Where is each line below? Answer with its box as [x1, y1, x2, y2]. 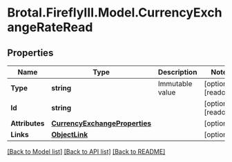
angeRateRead [7, 19, 93, 35]
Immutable [157, 79, 193, 88]
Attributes [10, 119, 45, 128]
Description [157, 68, 197, 77]
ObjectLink [51, 130, 88, 139]
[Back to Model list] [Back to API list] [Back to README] [7, 148, 166, 156]
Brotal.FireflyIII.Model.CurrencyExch [7, 5, 222, 21]
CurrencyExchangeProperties [51, 119, 152, 128]
